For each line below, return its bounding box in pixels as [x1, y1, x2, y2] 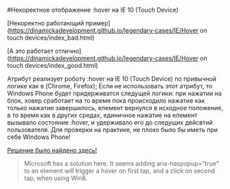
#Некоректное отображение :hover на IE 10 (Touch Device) [7, 6, 179, 14]
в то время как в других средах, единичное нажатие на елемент [7, 111, 198, 119]
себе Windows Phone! [7, 133, 71, 141]
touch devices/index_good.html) [7, 62, 98, 69]
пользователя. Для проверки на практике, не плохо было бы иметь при [7, 126, 218, 134]
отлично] [54, 47, 82, 55]
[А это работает [7, 47, 54, 55]
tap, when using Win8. [23, 174, 88, 182]
